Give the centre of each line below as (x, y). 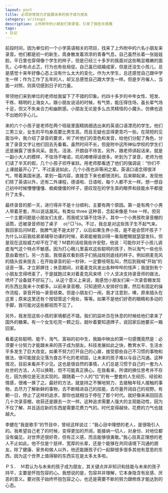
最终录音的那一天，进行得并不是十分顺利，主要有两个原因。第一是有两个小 (82, 205)
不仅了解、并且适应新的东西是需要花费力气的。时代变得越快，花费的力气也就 (84, 408)
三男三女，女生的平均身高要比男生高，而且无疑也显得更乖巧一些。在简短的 (82, 132)
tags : (11, 29)
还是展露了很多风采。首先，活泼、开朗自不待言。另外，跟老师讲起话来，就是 (84, 150)
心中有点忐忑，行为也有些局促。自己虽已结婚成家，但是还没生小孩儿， (86, 67)
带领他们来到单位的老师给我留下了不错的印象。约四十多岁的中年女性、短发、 (84, 96)
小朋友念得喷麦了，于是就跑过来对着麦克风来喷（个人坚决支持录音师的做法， (84, 274)
